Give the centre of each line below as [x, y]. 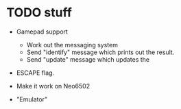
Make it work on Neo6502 [53, 86]
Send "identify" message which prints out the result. [100, 52]
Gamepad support [42, 32]
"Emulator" [32, 99]
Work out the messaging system [72, 45]
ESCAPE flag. [35, 73]
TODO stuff [39, 13]
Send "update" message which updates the [88, 59]
